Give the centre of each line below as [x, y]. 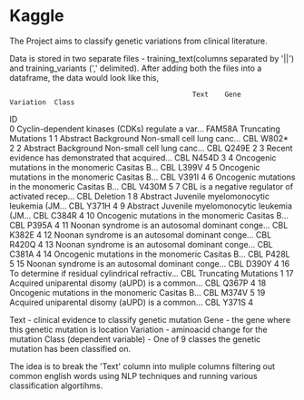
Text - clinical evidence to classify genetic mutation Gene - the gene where [150, 319]
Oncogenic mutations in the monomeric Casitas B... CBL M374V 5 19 [137, 292]
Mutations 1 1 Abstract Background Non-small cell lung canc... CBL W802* [149, 138]
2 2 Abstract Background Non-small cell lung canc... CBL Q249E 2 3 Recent [151, 148]
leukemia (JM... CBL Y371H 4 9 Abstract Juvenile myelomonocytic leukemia [151, 206]
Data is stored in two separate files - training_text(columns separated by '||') [152, 58]
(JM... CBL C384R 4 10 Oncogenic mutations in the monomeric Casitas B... [149, 215]
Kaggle [37, 16]
